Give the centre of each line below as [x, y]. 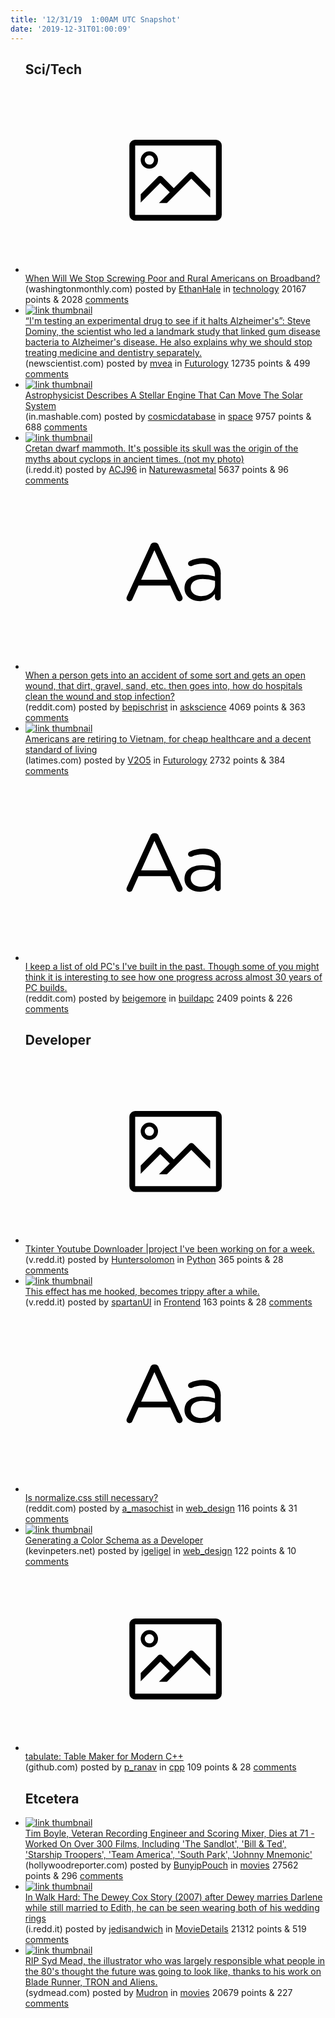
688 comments [56, 427]
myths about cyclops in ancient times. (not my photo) [134, 458]
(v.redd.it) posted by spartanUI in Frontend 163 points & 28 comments [168, 1302]
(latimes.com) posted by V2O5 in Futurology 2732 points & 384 [155, 760]
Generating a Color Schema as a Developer [114, 1540]
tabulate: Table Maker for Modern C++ [104, 1757]
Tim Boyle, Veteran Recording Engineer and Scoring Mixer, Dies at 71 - [169, 1833]
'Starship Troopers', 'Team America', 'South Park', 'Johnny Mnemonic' [168, 1854]
